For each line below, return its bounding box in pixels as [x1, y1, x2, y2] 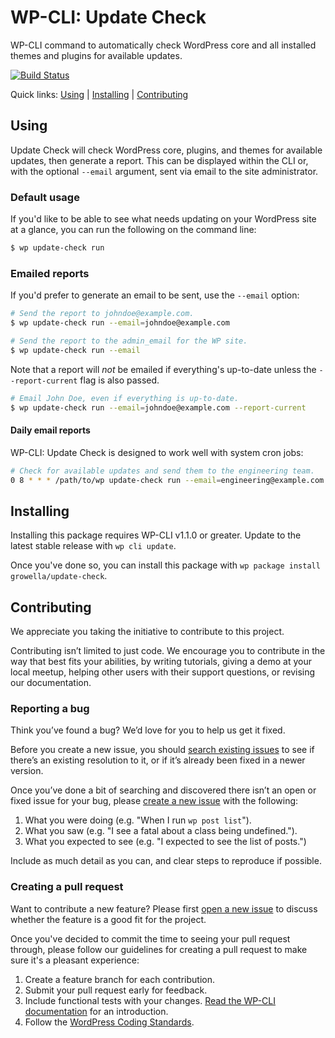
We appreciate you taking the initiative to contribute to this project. [10, 626, 285, 638]
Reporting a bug [10, 701, 90, 715]
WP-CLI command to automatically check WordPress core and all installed [10, 39, 317, 51]
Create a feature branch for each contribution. [24, 973, 215, 985]
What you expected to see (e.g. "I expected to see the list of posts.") [24, 836, 307, 848]
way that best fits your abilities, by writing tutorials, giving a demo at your [10, 656, 313, 668]
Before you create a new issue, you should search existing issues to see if [10, 744, 315, 756]
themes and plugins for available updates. [10, 49, 183, 61]
